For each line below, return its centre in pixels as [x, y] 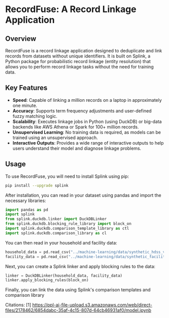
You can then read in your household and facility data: [61, 242]
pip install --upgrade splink [37, 185]
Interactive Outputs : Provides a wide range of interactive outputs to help [88, 143]
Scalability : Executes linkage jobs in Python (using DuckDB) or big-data [87, 121]
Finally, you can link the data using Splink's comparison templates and [78, 290]
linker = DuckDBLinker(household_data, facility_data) [64, 276]
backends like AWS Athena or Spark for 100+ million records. [76, 126]
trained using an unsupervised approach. [55, 138]
